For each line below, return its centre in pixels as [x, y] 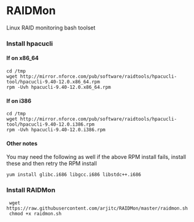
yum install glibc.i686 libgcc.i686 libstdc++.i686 [74, 175]
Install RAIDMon [31, 190]
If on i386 [19, 101]
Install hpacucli [30, 44]
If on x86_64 [22, 58]
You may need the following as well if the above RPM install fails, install [96, 157]
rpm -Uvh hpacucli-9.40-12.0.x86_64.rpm [59, 87]
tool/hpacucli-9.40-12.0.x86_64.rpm [53, 82]
